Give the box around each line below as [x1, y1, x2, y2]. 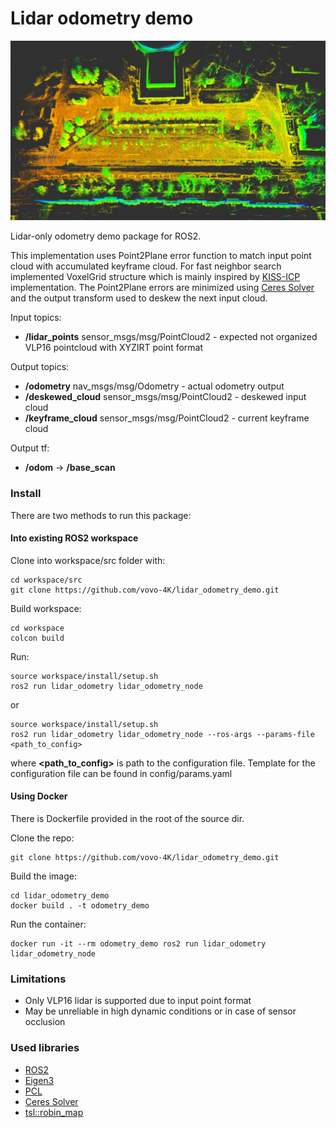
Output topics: [10, 361, 70, 373]
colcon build [10, 633, 65, 643]
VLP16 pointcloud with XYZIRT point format [24, 342, 204, 354]
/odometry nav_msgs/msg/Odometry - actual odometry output [24, 380, 285, 392]
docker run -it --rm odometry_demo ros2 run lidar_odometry [10, 939, 267, 949]
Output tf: [10, 442, 50, 454]
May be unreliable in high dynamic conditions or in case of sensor [24, 1005, 297, 1017]
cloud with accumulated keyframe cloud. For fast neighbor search [10, 260, 282, 272]
